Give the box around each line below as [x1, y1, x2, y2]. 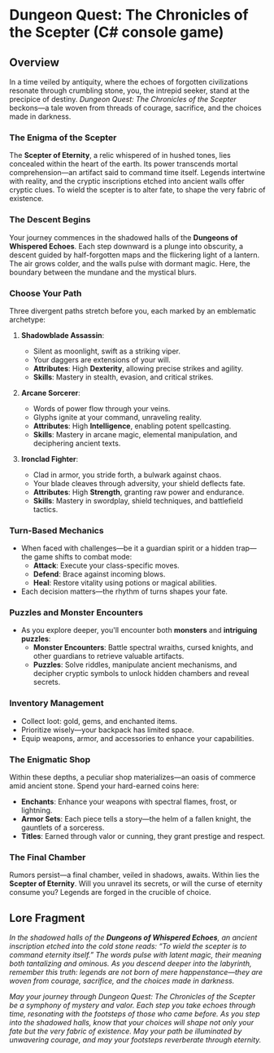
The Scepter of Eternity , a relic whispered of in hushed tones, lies [9, 151, 231, 160]
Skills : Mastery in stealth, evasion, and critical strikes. [33, 372, 214, 382]
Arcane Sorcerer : [20, 388, 80, 397]
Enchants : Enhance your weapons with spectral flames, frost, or [20, 796, 237, 807]
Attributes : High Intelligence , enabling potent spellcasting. [33, 421, 232, 431]
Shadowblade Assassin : [20, 330, 105, 340]
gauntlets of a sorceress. [20, 823, 105, 832]
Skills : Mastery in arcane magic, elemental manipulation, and [33, 429, 238, 439]
